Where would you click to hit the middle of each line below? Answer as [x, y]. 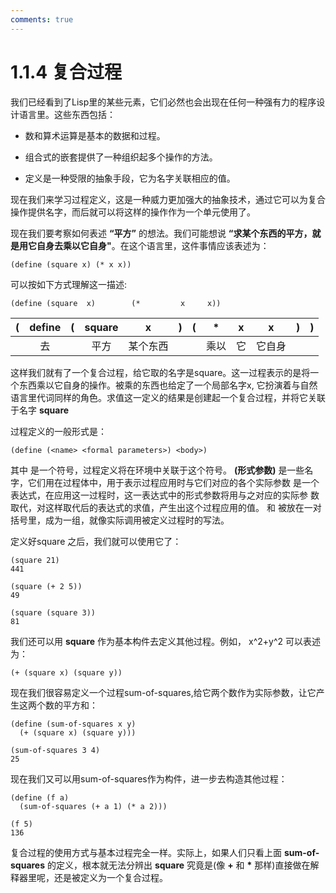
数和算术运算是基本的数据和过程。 [95, 135]
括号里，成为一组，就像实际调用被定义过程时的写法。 [120, 520]
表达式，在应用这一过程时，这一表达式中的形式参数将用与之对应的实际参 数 [165, 495]
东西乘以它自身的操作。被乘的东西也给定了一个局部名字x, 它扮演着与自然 [168, 385]
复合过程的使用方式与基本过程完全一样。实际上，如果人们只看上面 [146, 852]
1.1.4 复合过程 [66, 72]
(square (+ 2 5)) [46, 586]
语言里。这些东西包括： [67, 114]
